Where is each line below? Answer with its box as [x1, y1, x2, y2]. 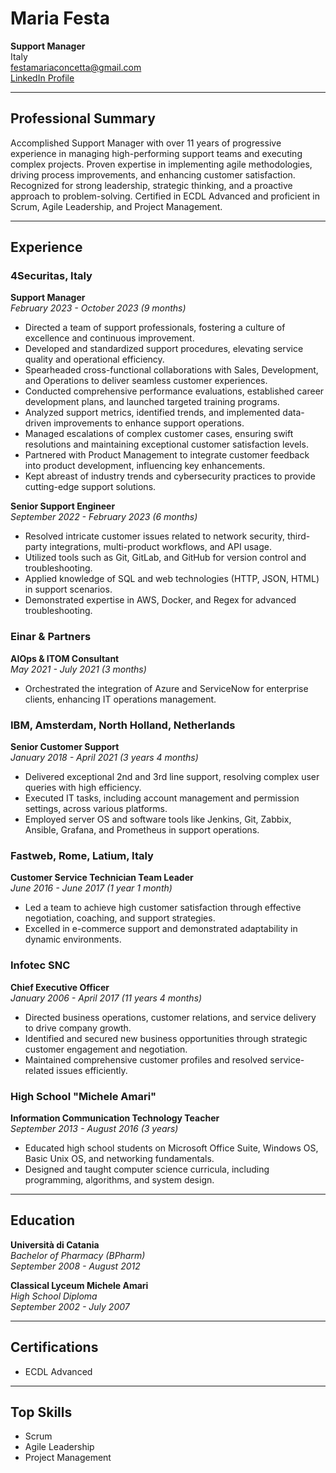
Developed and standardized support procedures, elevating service [24, 343, 304, 355]
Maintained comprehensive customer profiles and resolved [24, 1053, 268, 1066]
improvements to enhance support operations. [53, 417, 245, 429]
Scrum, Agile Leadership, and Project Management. [10, 200, 223, 212]
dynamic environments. [24, 933, 122, 946]
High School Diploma [10, 1290, 98, 1302]
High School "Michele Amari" [10, 1089, 157, 1103]
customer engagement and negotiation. [24, 1043, 188, 1055]
